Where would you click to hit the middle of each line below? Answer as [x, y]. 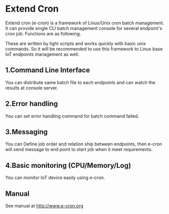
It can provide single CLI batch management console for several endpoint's [84, 28]
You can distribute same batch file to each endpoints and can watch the [80, 82]
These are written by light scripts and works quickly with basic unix [76, 43]
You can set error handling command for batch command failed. [72, 116]
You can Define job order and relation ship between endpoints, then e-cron [84, 144]
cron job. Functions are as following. [43, 33]
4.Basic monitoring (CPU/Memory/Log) [68, 165]
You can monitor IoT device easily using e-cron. [55, 177]
